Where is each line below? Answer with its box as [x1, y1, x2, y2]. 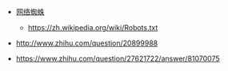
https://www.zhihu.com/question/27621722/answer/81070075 [15, 54, 220, 63]
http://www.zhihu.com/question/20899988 [15, 38, 158, 48]
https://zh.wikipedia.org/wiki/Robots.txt [27, 23, 158, 32]
